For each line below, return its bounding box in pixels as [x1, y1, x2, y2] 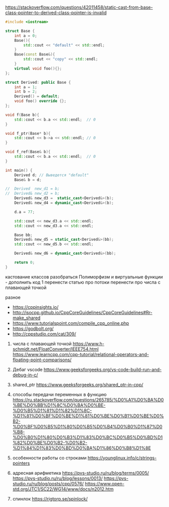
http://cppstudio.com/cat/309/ [12, 330, 77, 337]
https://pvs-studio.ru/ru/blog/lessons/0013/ [12, 475, 103, 481]
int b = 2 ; [14, 89, 37, 94]
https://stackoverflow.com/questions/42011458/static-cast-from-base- [5, 5, 153, 10]
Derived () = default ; [14, 94, 60, 99]
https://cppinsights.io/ [12, 304, 59, 310]
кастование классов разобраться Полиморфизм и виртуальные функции [5, 273, 163, 279]
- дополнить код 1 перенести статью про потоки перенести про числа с [5, 279, 160, 285]
